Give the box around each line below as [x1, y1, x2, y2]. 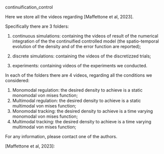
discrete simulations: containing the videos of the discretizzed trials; [12, 53, 152, 59]
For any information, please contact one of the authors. [5, 134, 118, 139]
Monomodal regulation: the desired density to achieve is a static [12, 87, 143, 93]
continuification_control [5, 4, 53, 10]
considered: [5, 78, 30, 83]
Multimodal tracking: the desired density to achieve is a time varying [12, 119, 152, 124]
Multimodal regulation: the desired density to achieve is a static [12, 98, 141, 103]
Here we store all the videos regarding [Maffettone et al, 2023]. [5, 14, 134, 19]
